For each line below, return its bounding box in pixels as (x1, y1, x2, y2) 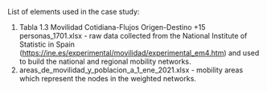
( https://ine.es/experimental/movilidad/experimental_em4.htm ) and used (18, 48, 260, 57)
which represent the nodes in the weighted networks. (18, 74, 196, 83)
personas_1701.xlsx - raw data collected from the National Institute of (18, 31, 248, 40)
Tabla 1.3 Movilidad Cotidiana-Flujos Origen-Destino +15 (18, 23, 206, 31)
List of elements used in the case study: (7, 7, 140, 16)
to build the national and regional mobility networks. (18, 56, 191, 66)
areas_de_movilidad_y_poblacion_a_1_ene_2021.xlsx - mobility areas (18, 65, 244, 75)
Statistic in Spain (18, 39, 76, 49)
